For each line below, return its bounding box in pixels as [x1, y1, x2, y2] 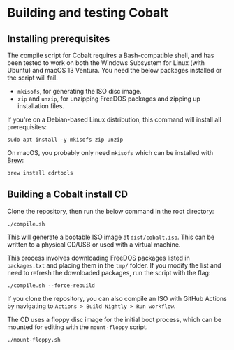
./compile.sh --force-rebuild [7, 282, 96, 289]
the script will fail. [7, 73, 58, 82]
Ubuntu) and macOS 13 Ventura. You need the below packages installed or [7, 66, 222, 74]
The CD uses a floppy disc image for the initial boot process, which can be [7, 315, 222, 323]
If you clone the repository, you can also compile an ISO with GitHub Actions [7, 294, 227, 302]
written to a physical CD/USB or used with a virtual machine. [7, 240, 181, 249]
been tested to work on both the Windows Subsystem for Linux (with [7, 59, 205, 67]
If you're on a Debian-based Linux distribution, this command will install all [7, 115, 221, 124]
